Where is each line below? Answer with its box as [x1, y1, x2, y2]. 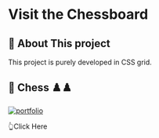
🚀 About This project [8, 37, 111, 50]
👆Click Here [8, 122, 48, 131]
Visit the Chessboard [8, 5, 149, 24]
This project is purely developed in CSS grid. [8, 57, 153, 67]
